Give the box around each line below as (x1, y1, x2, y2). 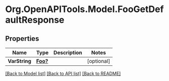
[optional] (87, 58, 110, 64)
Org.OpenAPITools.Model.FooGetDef (5, 4, 164, 15)
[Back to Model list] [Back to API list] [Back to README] (5, 70, 121, 76)
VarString (8, 58, 32, 64)
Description (53, 49, 82, 56)
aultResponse (5, 14, 65, 26)
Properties (5, 34, 39, 43)
